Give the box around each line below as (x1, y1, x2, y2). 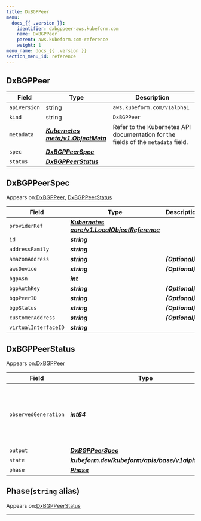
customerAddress (9, 315, 56, 321)
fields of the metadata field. (112, 138, 188, 146)
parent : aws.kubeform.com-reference (17, 37, 109, 43)
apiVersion (9, 104, 40, 111)
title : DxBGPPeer (6, 8, 50, 15)
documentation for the (112, 130, 176, 139)
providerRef (9, 223, 44, 230)
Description (135, 94, 169, 102)
